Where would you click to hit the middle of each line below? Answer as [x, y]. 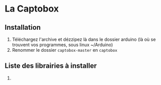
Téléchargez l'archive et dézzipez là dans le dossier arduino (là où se [84, 39]
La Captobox [32, 9]
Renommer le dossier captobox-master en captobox [65, 50]
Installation [23, 27]
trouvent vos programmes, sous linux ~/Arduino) [62, 45]
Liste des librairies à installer [51, 66]
